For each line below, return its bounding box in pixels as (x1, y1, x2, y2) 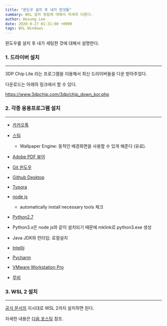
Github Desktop (12, 174, 45, 180)
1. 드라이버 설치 (5, 54, 40, 61)
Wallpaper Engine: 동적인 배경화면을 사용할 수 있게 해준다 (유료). (19, 143, 147, 149)
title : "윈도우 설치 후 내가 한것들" (5, 7, 72, 12)
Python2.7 (12, 214, 34, 220)
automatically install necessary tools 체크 (19, 204, 103, 210)
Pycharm (12, 254, 31, 260)
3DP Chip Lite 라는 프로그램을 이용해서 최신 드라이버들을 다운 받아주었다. (5, 71, 148, 77)
